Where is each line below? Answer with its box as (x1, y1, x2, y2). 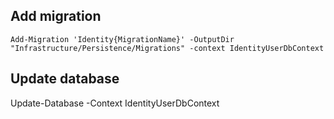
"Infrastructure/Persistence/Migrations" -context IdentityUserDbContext (10, 43, 325, 53)
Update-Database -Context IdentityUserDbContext (10, 97, 220, 109)
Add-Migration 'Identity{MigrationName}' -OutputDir (10, 34, 235, 44)
